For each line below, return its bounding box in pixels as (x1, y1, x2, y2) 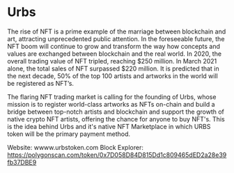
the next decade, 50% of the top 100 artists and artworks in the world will (7, 71, 218, 80)
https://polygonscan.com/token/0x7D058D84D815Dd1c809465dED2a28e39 (7, 151, 227, 159)
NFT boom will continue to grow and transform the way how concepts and (7, 42, 221, 50)
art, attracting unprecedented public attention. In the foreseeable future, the (7, 34, 225, 43)
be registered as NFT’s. (7, 79, 75, 87)
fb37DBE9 (7, 158, 37, 166)
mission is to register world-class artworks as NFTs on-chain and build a (7, 100, 215, 108)
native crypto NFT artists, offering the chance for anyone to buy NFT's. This (7, 114, 225, 123)
